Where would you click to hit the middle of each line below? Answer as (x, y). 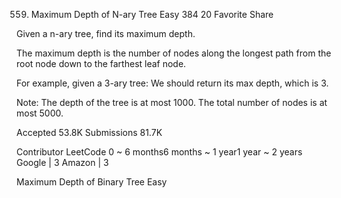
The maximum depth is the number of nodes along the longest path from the (174, 53)
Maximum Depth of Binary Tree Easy (92, 182)
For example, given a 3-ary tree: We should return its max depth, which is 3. (172, 83)
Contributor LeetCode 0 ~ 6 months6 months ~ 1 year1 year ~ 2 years (159, 152)
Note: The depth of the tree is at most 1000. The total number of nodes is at (172, 102)
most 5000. (40, 113)
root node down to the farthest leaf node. (101, 63)
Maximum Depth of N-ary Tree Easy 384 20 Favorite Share (152, 14)
